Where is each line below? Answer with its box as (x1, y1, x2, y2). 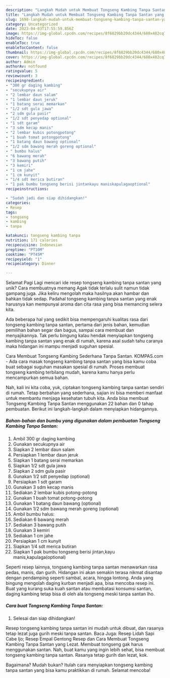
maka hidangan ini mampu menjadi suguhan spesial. (6, 343, 115, 350)
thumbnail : (6, 50, 29, 55)
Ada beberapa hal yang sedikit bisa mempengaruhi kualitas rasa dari (6, 316, 148, 322)
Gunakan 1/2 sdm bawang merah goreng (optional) (13, 506, 119, 512)
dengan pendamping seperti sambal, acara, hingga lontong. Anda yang (6, 575, 153, 581)
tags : (6, 210, 17, 215)
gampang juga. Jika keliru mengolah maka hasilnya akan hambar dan (6, 290, 149, 296)
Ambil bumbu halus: (13, 511, 55, 517)
